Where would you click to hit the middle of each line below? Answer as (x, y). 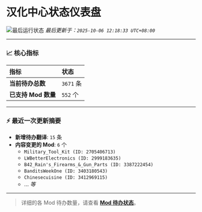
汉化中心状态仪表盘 (54, 12)
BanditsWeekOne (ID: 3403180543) (66, 171)
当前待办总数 (28, 84)
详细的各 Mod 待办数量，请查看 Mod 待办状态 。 (80, 202)
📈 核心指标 (23, 53)
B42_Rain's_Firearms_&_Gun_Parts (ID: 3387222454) (89, 164)
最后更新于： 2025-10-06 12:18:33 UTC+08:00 (100, 30)
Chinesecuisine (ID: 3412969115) (66, 177)
